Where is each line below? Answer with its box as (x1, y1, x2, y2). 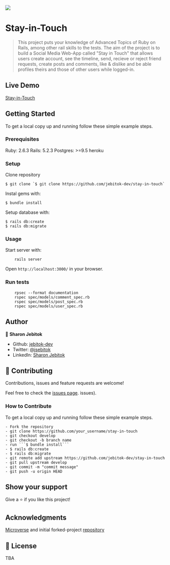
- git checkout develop (5, 433, 56, 438)
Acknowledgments (5, 513, 67, 522)
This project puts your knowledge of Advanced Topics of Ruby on (17, 39, 156, 45)
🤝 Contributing (5, 366, 53, 375)
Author (5, 317, 28, 326)
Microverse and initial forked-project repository (5, 527, 105, 533)
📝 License (5, 542, 37, 550)
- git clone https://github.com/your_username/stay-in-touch (5, 429, 138, 434)
